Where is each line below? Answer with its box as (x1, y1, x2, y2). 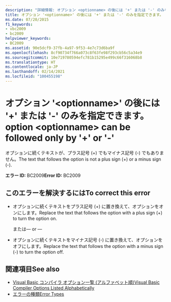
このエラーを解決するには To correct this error (5, 189, 151, 197)
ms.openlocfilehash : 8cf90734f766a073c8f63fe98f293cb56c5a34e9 (5, 50, 142, 55)
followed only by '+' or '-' (5, 132, 115, 144)
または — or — (12, 225, 42, 232)
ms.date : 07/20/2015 (5, 17, 49, 22)
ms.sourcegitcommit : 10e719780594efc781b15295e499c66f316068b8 (5, 55, 142, 60)
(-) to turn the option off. (12, 248, 64, 255)
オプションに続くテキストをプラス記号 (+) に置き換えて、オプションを (12, 203, 159, 209)
